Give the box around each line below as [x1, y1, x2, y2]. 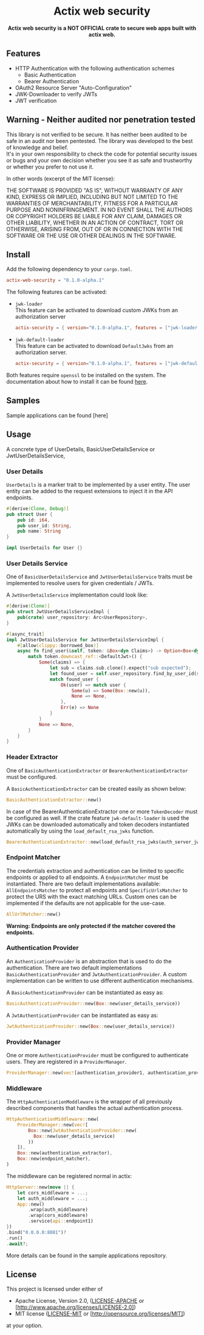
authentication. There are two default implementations [6, 964, 142, 971]
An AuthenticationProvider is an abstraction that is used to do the [6, 957, 172, 965]
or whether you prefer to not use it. [6, 163, 94, 170]
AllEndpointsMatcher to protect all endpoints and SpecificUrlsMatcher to [6, 886, 188, 893]
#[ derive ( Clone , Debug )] [6, 505, 69, 511]
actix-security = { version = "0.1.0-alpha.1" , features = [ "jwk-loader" [15, 325, 200, 331]
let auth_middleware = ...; [17, 1195, 88, 1202]
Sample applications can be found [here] [6, 412, 108, 419]
